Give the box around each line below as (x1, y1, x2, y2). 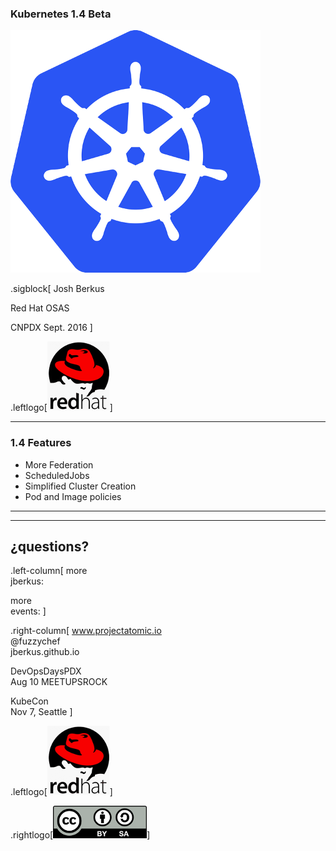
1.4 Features (10, 436, 72, 450)
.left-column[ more (10, 565, 88, 577)
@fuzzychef (10, 635, 61, 647)
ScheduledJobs (24, 469, 90, 481)
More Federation (24, 458, 94, 471)
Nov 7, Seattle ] (10, 706, 73, 718)
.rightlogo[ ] (10, 829, 151, 841)
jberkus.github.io (10, 646, 80, 658)
